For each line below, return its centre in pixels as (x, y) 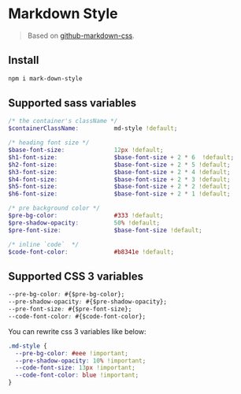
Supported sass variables (72, 103)
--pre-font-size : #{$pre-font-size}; (70, 309)
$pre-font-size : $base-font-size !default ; (105, 230)
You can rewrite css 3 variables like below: (78, 331)
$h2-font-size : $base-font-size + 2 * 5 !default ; (119, 165)
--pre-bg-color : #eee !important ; (72, 353)
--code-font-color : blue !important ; (77, 375)
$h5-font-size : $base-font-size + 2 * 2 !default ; (119, 187)
